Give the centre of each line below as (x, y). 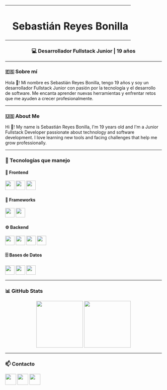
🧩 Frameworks (20, 199)
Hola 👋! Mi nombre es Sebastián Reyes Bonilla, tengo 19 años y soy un (77, 82)
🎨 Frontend (17, 172)
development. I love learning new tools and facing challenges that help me (81, 138)
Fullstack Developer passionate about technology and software (70, 132)
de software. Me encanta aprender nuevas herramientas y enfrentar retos (81, 93)
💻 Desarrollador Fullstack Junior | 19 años (83, 51)
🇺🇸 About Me (22, 116)
